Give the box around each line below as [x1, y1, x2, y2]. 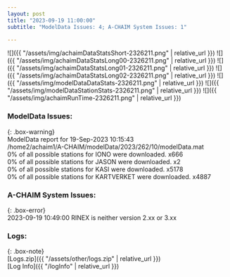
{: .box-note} [7, 247, 44, 256]
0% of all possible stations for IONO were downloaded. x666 [7, 149, 184, 159]
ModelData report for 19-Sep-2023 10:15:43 [7, 135, 134, 143]
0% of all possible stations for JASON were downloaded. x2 [7, 157, 181, 166]
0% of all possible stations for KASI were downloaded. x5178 [7, 165, 184, 173]
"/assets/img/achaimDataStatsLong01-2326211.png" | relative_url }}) [16, 64, 215, 73]
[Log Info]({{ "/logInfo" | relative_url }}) [7, 262, 120, 271]
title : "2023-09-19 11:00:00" [7, 17, 96, 24]
